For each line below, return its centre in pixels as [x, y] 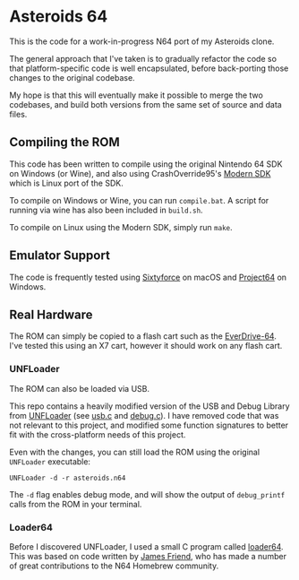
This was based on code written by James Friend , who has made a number [148, 556]
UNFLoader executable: [50, 461]
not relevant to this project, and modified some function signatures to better [149, 425]
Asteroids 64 [59, 17]
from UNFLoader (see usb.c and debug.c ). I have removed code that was [144, 415]
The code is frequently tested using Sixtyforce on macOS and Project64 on [148, 277]
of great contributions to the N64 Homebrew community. [114, 566]
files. [18, 114]
